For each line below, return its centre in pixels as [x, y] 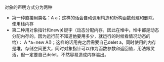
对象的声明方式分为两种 [28, 7]
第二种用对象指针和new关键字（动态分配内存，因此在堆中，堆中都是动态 [85, 30]
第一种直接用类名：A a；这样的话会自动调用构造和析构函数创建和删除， [84, 18]
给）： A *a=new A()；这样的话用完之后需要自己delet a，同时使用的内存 [84, 42]
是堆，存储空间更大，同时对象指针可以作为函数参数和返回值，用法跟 [81, 48]
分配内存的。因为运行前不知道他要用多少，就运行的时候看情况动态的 [81, 36]
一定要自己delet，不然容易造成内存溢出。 [67, 55]
